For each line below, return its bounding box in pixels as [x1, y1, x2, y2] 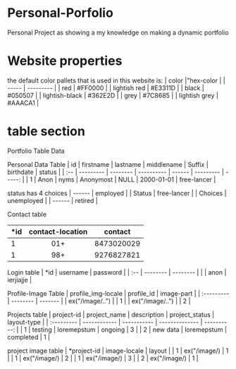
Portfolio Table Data [7, 146, 65, 155]
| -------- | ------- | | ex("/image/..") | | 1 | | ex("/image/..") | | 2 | [7, 296, 191, 305]
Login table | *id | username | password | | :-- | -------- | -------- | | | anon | [7, 268, 227, 276]
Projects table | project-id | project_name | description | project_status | [7, 310, 215, 318]
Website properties [7, 53, 123, 69]
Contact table [7, 210, 47, 218]
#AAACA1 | [7, 99, 39, 107]
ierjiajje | [7, 275, 32, 284]
